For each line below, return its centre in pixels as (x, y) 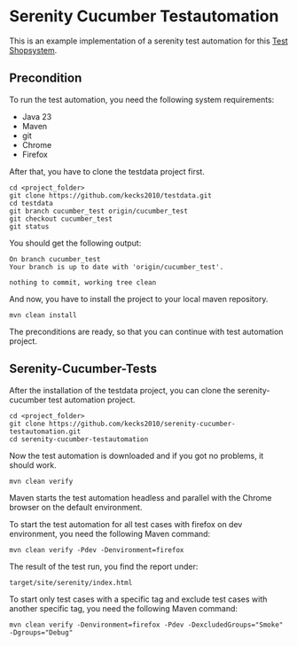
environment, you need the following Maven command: (110, 533)
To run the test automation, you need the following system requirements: (142, 99)
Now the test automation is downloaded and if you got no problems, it (137, 455)
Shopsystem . (33, 50)
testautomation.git (45, 432)
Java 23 (37, 116)
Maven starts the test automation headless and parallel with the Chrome (141, 497)
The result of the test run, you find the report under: (104, 566)
